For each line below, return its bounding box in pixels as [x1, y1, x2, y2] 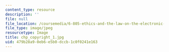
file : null [5, 16, 28, 21]
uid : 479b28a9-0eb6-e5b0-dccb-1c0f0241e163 [5, 40, 98, 45]
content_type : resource [5, 7, 55, 12]
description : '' [5, 12, 39, 17]
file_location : [5, 21, 37, 26]
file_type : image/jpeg [5, 26, 53, 31]
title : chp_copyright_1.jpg [5, 35, 64, 40]
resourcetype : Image [5, 30, 49, 35]
